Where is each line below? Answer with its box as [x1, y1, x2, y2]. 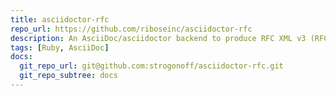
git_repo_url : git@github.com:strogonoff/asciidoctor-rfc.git [19, 61, 284, 71]
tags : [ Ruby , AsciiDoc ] [10, 42, 110, 53]
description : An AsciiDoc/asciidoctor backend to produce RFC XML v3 [10, 33, 307, 43]
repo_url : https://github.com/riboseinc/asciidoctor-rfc [10, 24, 253, 34]
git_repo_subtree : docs [19, 71, 118, 81]
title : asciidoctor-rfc [10, 14, 110, 25]
